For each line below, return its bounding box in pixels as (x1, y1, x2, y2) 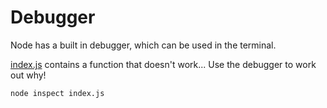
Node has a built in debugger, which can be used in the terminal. (10, 39, 277, 51)
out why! (10, 69, 47, 81)
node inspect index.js (10, 88, 105, 98)
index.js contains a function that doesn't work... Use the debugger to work (10, 58, 317, 70)
